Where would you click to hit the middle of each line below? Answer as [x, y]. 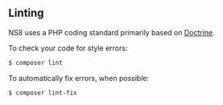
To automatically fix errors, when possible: [79, 78]
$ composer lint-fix [43, 93]
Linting [26, 13]
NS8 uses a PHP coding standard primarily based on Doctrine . [111, 32]
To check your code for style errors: [68, 48]
